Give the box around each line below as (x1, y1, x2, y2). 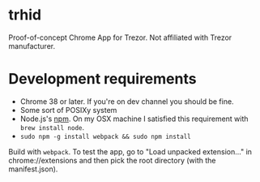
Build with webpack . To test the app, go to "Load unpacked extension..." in (8, 146, 253, 156)
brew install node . (19, 122, 85, 132)
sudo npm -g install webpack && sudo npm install (19, 132, 192, 141)
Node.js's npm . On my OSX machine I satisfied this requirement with (19, 114, 249, 123)
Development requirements (8, 70, 197, 89)
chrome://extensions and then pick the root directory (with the (8, 155, 216, 165)
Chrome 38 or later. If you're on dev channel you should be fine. (19, 96, 234, 106)
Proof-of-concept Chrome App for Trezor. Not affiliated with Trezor (8, 32, 232, 42)
